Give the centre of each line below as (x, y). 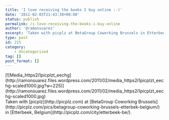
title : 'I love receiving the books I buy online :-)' (64, 10)
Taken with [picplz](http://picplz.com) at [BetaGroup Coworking (71, 102)
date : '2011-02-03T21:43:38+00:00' (43, 14)
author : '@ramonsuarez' (30, 28)
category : (16, 47)
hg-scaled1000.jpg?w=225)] (35, 86)
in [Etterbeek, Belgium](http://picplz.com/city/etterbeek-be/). (68, 112)
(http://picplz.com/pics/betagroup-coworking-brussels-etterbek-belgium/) (82, 107)
